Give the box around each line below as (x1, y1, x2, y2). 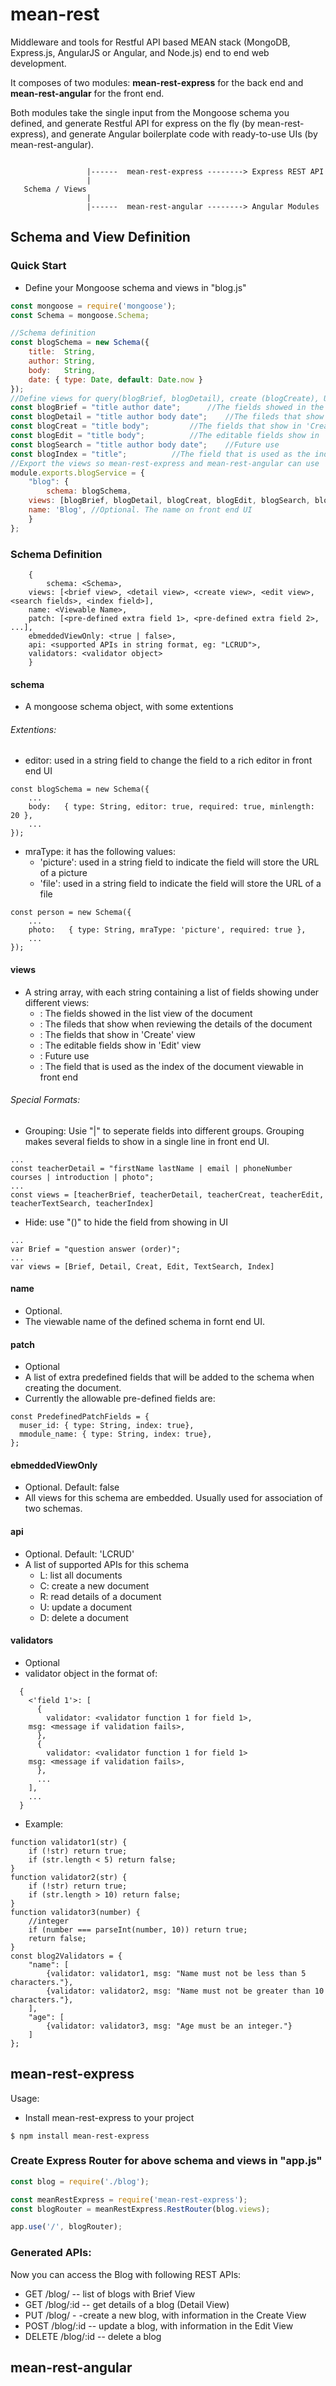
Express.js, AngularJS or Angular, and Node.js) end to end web (10, 46, 270, 58)
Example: (24, 1818, 64, 1830)
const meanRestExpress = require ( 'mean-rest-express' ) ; (10, 2194, 248, 2205)
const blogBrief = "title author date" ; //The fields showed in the (10, 403, 325, 413)
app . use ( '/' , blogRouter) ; (10, 2222, 123, 2232)
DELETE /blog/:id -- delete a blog (24, 2330, 162, 2342)
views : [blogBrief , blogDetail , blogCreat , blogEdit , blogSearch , (28, 496, 311, 506)
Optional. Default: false (24, 1481, 120, 1493)
